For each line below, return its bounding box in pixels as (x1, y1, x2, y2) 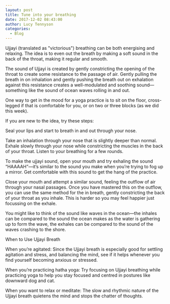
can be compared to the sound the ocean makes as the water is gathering (5, 216, 160, 222)
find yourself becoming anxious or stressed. (5, 257, 98, 263)
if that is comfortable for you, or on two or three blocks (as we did (21, 103, 159, 108)
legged (5, 103, 20, 108)
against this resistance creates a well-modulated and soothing (5, 82, 136, 88)
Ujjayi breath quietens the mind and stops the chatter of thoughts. (5, 293, 144, 299)
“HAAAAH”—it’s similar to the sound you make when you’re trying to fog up (5, 164, 164, 169)
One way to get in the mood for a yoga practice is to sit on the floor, (5, 97, 147, 103)
